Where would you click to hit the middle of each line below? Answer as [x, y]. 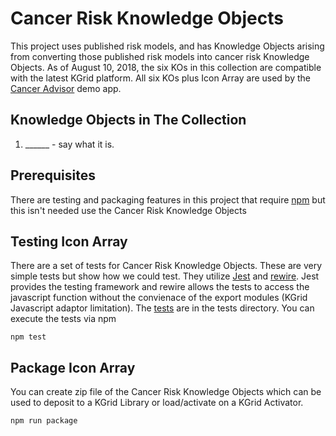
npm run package [44, 421]
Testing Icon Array [69, 241]
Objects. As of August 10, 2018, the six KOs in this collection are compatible [166, 67]
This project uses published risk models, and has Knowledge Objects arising [167, 46]
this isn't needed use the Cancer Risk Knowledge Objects [128, 210]
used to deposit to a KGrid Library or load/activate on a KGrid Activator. [157, 403]
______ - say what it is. [69, 144]
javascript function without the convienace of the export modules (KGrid [159, 298]
